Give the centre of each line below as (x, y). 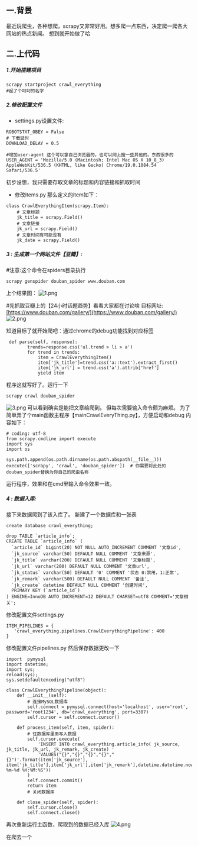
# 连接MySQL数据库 (47, 702)
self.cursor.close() (52, 808)
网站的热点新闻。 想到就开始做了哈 (48, 33)
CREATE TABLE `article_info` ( (44, 541)
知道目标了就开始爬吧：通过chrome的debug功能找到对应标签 (80, 331)
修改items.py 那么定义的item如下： (57, 195)
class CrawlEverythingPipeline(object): (57, 690)
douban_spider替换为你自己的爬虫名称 (47, 472)
